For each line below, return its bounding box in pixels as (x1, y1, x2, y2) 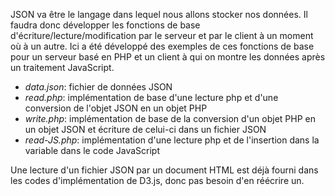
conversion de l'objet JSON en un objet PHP (24, 102, 208, 114)
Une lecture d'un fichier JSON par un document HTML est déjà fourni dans (10, 164, 319, 176)
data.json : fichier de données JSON (24, 81, 173, 93)
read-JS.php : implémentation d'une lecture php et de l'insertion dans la (24, 134, 320, 146)
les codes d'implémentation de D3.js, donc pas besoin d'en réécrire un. (10, 175, 305, 186)
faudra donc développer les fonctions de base (10, 19, 201, 31)
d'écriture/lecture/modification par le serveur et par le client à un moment (10, 30, 314, 41)
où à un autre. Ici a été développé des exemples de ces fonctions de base (10, 40, 315, 52)
